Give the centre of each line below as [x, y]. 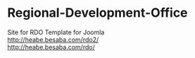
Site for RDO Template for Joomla [56, 32]
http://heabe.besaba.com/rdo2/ [53, 39]
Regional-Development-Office [97, 13]
